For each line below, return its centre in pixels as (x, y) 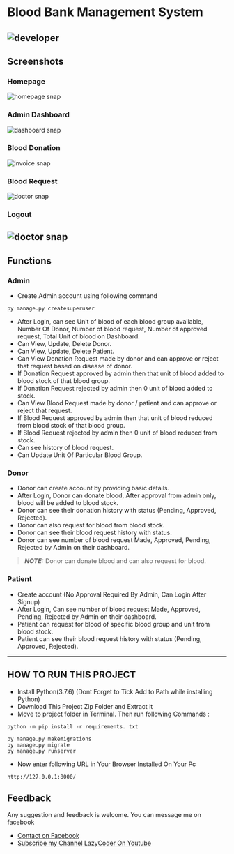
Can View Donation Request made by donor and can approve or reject (118, 359)
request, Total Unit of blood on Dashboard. (79, 336)
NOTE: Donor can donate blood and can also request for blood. (115, 561)
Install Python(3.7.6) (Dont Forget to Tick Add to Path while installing (115, 691)
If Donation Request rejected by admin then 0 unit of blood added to (115, 389)
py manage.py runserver (42, 751)
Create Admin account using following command (87, 296)
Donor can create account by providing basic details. (93, 488)
